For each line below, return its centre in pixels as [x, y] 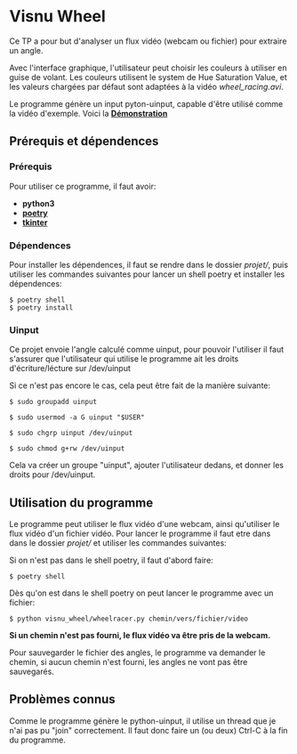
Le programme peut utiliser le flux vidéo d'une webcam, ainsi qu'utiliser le [144, 524]
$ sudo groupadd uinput [53, 402]
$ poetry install [41, 308]
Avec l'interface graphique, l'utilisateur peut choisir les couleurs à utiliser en [148, 68]
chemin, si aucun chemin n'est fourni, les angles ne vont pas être [128, 662]
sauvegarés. [32, 672]
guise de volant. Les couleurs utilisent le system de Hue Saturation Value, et [148, 77]
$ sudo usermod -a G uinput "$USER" [77, 418]
